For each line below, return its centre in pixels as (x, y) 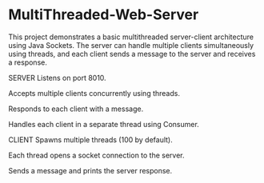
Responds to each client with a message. (76, 109)
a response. (28, 62)
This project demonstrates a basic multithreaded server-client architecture (131, 37)
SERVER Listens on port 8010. (57, 78)
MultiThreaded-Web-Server (104, 15)
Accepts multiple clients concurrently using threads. (94, 93)
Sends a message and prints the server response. (90, 170)
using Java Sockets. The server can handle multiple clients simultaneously (131, 45)
